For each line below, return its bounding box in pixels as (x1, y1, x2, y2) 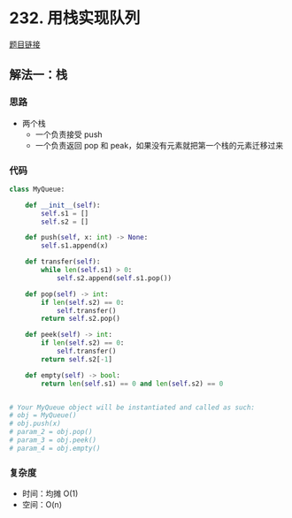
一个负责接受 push (35, 129, 104, 140)
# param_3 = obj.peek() (9, 436, 97, 445)
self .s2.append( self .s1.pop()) (56, 273, 173, 283)
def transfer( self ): (25, 257, 101, 266)
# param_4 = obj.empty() (9, 444, 101, 453)
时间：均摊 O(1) (21, 488, 79, 499)
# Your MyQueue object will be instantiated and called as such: (9, 403, 255, 412)
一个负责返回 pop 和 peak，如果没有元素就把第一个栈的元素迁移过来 (35, 140, 284, 150)
